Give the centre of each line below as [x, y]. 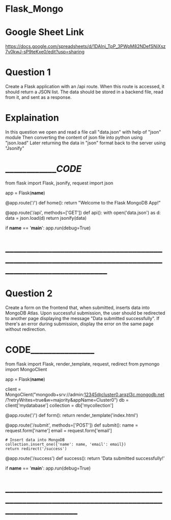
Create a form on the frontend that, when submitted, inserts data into [78, 308]
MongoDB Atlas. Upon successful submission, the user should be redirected [85, 313]
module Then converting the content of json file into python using [74, 137]
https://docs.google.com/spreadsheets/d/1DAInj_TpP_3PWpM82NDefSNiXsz [85, 46]
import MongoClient [26, 369]
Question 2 [29, 293]
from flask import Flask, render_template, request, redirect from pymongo [82, 364]
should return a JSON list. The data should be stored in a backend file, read [84, 92]
